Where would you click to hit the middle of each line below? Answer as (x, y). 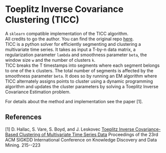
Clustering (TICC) (42, 20)
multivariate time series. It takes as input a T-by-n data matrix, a (70, 49)
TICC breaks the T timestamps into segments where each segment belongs (83, 65)
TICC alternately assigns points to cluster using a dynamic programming (79, 81)
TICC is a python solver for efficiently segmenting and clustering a (73, 44)
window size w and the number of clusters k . (50, 60)
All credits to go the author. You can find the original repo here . (70, 39)
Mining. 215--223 (23, 145)
